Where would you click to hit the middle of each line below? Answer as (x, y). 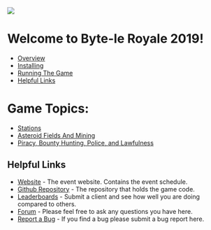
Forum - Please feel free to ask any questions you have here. (105, 211)
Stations (29, 128)
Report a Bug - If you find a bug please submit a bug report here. (111, 219)
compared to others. (47, 204)
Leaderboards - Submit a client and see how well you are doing (109, 196)
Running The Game (45, 73)
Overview (31, 58)
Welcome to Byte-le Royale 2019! (105, 39)
